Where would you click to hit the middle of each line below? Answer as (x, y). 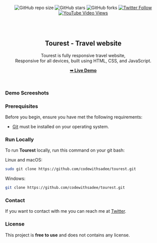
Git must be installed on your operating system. (60, 127)
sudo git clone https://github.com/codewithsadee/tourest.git (71, 169)
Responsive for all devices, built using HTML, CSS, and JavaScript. (83, 61)
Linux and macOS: (24, 160)
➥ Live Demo (83, 70)
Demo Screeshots (27, 93)
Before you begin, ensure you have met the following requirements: (74, 117)
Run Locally (20, 139)
